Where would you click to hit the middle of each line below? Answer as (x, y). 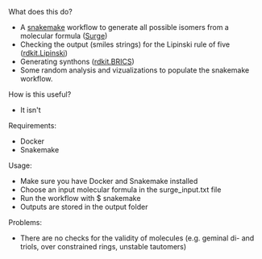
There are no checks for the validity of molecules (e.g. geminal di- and (137, 238)
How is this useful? (40, 94)
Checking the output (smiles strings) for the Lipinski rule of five (125, 44)
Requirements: (32, 125)
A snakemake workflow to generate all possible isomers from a (125, 27)
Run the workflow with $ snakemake (80, 198)
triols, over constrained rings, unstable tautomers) (103, 246)
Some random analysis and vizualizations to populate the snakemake (135, 70)
